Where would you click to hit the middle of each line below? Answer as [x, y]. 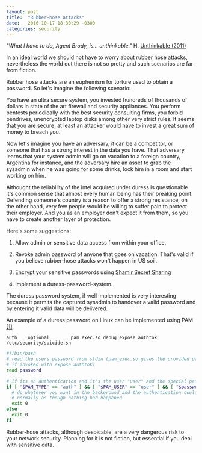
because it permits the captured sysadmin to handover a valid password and [101, 302]
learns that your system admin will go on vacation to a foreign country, [93, 157]
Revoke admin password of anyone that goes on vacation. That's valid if [104, 254]
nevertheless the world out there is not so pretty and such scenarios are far [100, 64]
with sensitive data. [30, 445]
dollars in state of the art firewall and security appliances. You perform [93, 107]
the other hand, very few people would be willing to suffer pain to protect [97, 207]
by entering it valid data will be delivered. [57, 308]
